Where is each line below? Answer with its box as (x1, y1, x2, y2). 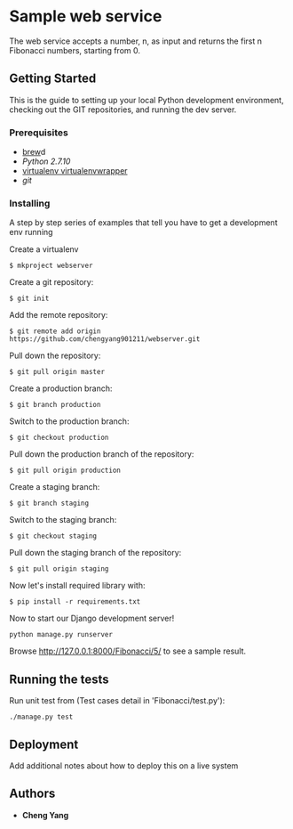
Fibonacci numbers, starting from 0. (9, 45, 140, 55)
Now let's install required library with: (9, 581, 146, 591)
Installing (9, 197, 51, 209)
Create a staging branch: (9, 482, 100, 492)
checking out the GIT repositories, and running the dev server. (9, 104, 237, 115)
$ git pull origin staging (9, 565, 109, 573)
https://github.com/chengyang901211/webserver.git (9, 335, 201, 344)
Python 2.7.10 (21, 156, 71, 167)
